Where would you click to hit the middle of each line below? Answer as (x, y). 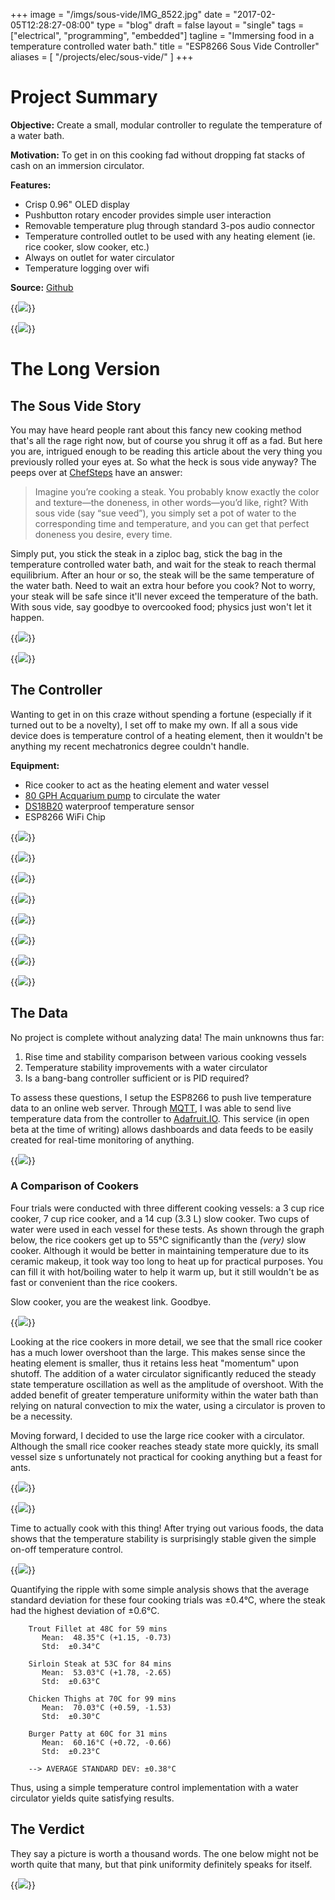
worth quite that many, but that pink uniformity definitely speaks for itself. (161, 1864)
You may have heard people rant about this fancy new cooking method (156, 430)
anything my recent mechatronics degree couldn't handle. (130, 746)
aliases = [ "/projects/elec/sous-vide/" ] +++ (102, 57)
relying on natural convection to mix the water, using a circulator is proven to (168, 1405)
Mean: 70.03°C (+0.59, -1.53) (106, 1707)
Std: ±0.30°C (71, 1716)
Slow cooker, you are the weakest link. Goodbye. (111, 1301)
